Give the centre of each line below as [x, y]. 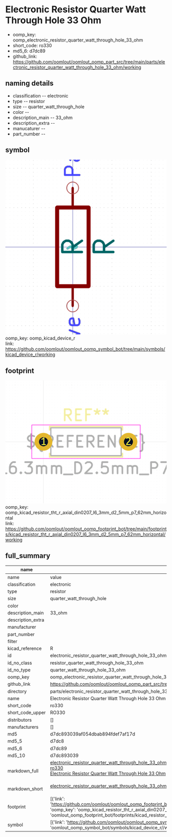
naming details [29, 83]
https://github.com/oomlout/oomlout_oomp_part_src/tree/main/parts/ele [89, 62]
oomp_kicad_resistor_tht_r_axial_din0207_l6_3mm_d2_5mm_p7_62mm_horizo [86, 513]
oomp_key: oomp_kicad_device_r [40, 338]
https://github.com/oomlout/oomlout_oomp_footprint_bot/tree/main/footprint [86, 529]
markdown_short [25, 789]
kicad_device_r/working [30, 354]
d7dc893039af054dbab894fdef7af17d [93, 734]
